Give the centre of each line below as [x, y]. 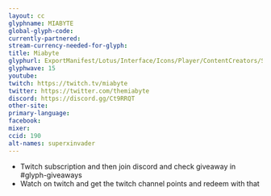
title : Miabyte [34, 53]
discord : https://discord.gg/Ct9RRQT [72, 98]
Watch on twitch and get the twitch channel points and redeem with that [140, 183]
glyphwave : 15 [32, 69]
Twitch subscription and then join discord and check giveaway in [128, 166]
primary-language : [39, 114]
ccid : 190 [25, 136]
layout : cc [27, 16]
